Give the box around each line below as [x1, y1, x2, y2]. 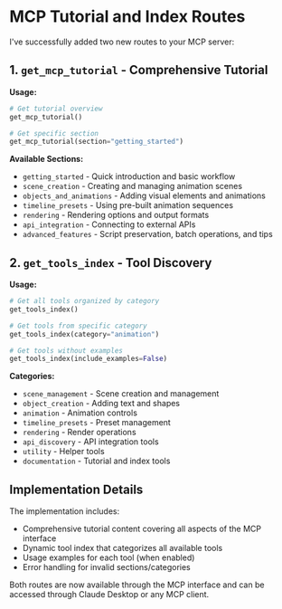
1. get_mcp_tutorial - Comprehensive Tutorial [9, 62, 268, 78]
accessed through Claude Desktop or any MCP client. [9, 589, 210, 600]
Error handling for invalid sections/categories [22, 562, 192, 573]
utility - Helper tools [22, 446, 106, 457]
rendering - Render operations [22, 427, 137, 438]
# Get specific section [9, 128, 99, 138]
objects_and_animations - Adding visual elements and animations [22, 190, 267, 201]
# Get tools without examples [9, 346, 124, 355]
